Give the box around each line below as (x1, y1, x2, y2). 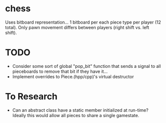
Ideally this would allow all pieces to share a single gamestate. (12, 112, 140, 118)
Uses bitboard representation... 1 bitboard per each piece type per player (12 (5, 19, 161, 25)
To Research (5, 91, 58, 102)
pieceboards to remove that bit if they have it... (12, 68, 108, 74)
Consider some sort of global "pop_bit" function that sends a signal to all (12, 63, 161, 69)
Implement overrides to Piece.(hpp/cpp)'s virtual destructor (12, 73, 134, 79)
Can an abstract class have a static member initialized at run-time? (12, 107, 149, 113)
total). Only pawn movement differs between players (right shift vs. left (5, 24, 150, 30)
